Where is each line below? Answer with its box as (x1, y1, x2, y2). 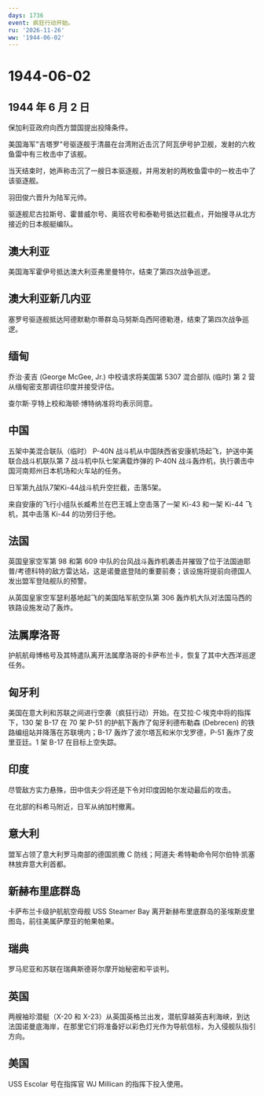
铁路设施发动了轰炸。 (8, 603, 77, 612)
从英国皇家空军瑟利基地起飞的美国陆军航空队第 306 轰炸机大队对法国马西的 (8, 593, 253, 603)
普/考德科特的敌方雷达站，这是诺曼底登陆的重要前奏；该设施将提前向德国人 (8, 566, 252, 576)
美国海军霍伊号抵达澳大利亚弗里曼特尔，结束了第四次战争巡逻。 (8, 267, 214, 276)
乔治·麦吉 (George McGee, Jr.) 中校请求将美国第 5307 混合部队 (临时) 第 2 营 (8, 371, 255, 382)
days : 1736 (8, 11, 44, 20)
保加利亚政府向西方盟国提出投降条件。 (8, 123, 132, 132)
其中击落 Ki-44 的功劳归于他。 (21, 509, 120, 518)
